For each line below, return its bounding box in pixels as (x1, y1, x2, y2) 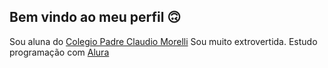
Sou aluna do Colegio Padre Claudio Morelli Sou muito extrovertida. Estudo (9, 35, 318, 47)
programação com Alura (9, 46, 110, 58)
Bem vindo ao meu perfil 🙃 (9, 9, 182, 26)
